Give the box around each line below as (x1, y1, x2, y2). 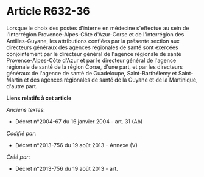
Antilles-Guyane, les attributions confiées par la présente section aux (6, 37, 180, 44)
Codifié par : (6, 130, 37, 137)
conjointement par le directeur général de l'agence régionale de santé (6, 50, 181, 57)
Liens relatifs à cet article (6, 94, 72, 102)
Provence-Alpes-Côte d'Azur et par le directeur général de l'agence (6, 57, 177, 64)
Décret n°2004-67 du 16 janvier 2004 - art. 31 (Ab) (15, 117, 143, 125)
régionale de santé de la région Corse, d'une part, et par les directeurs (6, 63, 183, 71)
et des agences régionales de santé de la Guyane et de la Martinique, (24, 76, 198, 83)
